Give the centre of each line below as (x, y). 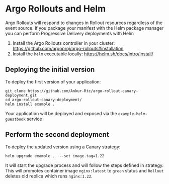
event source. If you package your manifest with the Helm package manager (84, 28)
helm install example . (30, 104)
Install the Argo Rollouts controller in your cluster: (64, 43)
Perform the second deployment (57, 134)
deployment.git (21, 95)
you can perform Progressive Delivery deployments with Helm (70, 33)
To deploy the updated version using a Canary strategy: (63, 147)
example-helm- (133, 114)
